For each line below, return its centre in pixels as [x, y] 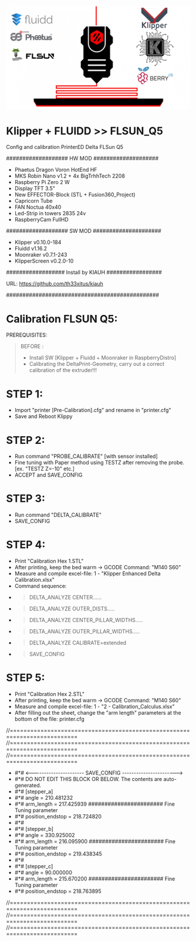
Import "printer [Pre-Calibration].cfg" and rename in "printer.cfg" [93, 410]
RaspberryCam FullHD [41, 220]
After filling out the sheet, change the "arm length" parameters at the [98, 713]
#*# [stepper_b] [34, 829]
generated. [28, 786]
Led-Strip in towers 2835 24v [50, 213]
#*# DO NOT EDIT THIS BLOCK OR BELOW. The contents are [88, 779]
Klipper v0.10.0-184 [38, 242]
